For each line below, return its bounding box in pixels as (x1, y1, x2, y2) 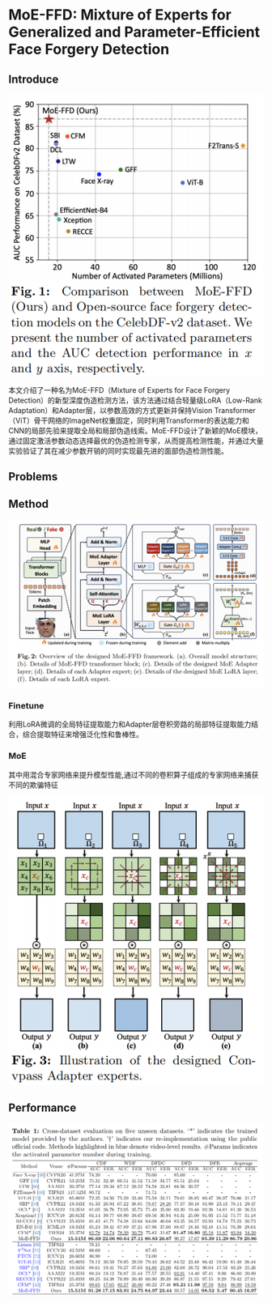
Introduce (8, 72, 59, 86)
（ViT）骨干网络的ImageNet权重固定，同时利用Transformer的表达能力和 (8, 415, 249, 425)
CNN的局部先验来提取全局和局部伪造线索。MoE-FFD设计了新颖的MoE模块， (8, 425, 263, 435)
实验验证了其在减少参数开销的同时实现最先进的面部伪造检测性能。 (8, 445, 228, 455)
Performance (8, 1101, 77, 1115)
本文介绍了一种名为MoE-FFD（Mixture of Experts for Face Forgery (8, 385, 231, 394)
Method (8, 497, 49, 511)
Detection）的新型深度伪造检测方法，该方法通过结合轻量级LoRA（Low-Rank (8, 395, 263, 405)
